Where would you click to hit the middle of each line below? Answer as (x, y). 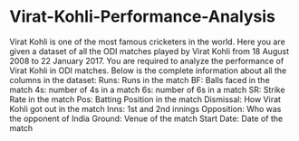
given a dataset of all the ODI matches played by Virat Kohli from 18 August (149, 51)
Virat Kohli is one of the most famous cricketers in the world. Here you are (147, 42)
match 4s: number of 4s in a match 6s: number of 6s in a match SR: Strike (147, 89)
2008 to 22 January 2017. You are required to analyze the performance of (147, 61)
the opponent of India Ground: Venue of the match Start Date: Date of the (146, 118)
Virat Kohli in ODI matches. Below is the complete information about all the (148, 70)
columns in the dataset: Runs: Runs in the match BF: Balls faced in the (140, 80)
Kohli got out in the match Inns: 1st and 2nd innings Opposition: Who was (145, 108)
